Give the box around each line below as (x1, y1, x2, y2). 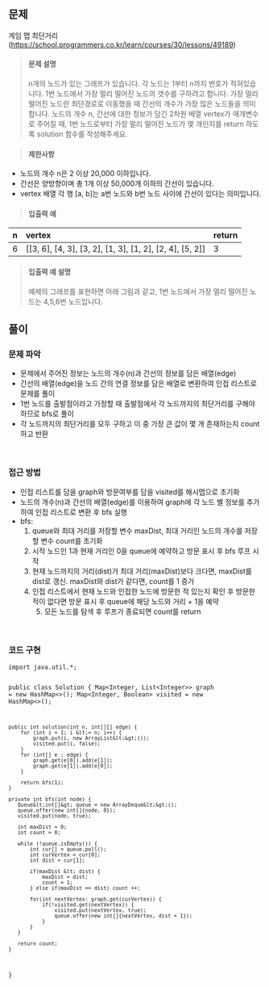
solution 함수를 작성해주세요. (36, 129, 128, 139)
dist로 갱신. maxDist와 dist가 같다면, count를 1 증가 (31, 576, 195, 586)
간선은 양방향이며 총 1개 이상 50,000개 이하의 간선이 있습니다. (19, 178, 215, 188)
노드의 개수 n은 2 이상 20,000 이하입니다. (19, 169, 151, 178)
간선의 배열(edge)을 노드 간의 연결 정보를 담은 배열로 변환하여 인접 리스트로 (19, 379, 258, 388)
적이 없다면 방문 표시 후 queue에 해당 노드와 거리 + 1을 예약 (31, 596, 219, 606)
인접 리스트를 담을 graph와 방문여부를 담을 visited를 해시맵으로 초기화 (19, 487, 240, 497)
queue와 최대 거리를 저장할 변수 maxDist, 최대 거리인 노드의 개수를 (31, 526, 243, 535)
